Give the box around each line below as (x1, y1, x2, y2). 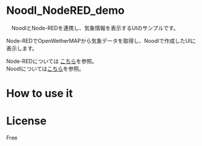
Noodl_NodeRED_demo (6, 4, 125, 17)
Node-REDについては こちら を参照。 (6, 57, 98, 65)
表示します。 (6, 45, 38, 52)
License (6, 114, 47, 128)
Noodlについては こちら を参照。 (6, 65, 84, 72)
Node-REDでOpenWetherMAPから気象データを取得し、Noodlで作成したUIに (6, 37, 197, 44)
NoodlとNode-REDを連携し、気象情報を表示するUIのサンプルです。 (11, 24, 179, 31)
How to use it (6, 87, 74, 100)
